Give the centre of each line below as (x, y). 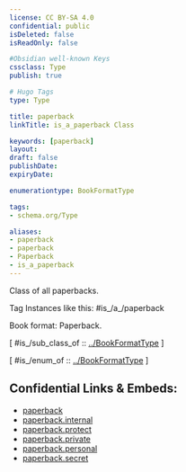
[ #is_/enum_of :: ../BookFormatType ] (79, 360)
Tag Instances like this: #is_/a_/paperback (87, 307)
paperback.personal (60, 448)
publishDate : (34, 166)
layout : (24, 149)
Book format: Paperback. (56, 325)
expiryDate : (31, 174)
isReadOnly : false (44, 43)
